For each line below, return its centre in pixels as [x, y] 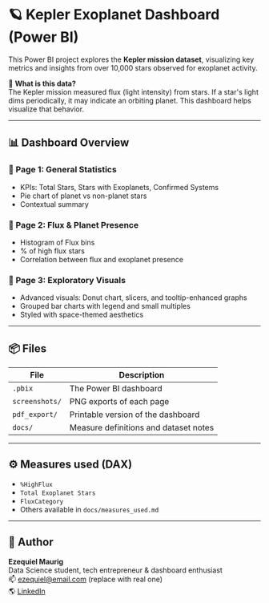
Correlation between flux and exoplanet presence [102, 259]
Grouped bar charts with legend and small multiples [105, 306]
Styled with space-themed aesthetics [82, 315]
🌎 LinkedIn [27, 591]
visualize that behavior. [46, 109]
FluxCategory [42, 501]
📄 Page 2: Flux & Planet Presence [73, 225]
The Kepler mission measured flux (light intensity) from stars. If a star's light [133, 91]
